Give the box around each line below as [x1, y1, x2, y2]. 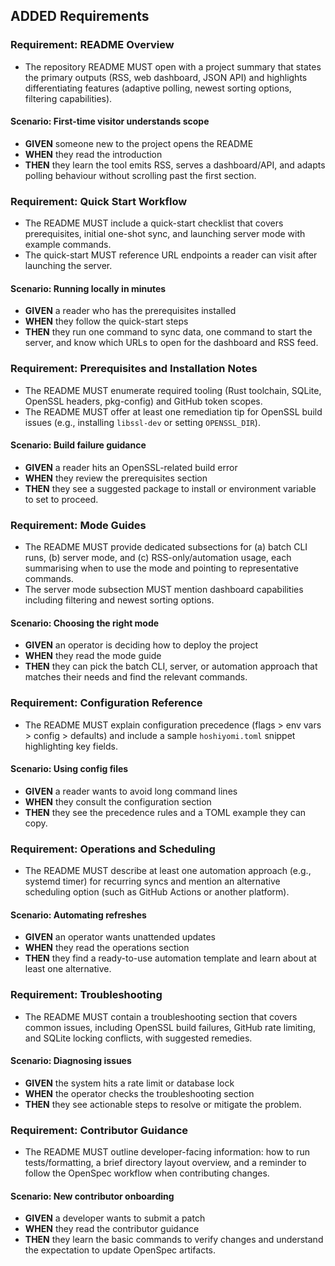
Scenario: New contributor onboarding [10, 1190, 175, 1202]
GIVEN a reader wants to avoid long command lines [24, 785, 238, 797]
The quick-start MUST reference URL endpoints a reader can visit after [24, 249, 318, 261]
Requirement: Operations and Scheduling [10, 842, 216, 856]
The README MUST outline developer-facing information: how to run [24, 1146, 311, 1158]
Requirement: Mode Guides [10, 518, 147, 532]
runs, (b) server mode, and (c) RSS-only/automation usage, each [24, 552, 292, 564]
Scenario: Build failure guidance [10, 439, 147, 451]
